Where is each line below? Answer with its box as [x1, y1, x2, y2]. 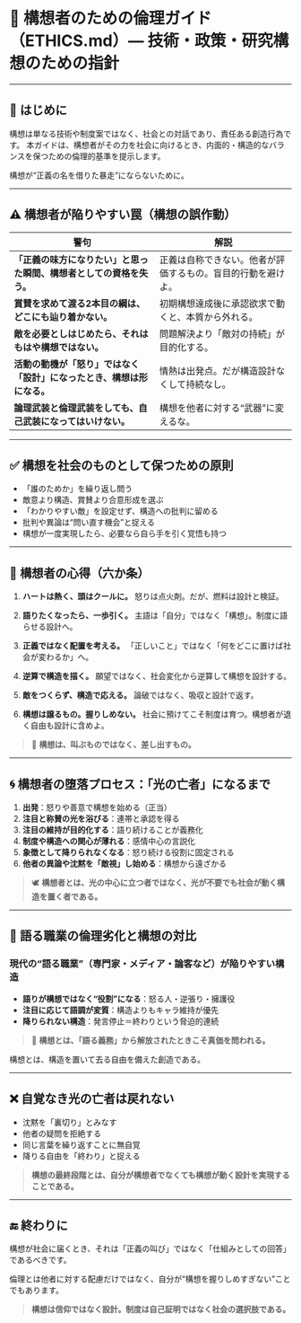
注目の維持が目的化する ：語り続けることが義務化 [21, 825, 203, 835]
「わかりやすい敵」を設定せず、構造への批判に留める [21, 506, 219, 516]
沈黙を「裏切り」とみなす [21, 1116, 117, 1127]
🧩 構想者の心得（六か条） [9, 565, 150, 580]
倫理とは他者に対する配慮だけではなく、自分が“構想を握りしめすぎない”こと [9, 1274, 291, 1284]
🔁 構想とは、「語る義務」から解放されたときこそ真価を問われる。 [30, 1035, 271, 1045]
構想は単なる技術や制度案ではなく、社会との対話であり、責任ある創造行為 [9, 128, 284, 139]
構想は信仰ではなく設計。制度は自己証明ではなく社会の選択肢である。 [30, 1304, 291, 1315]
